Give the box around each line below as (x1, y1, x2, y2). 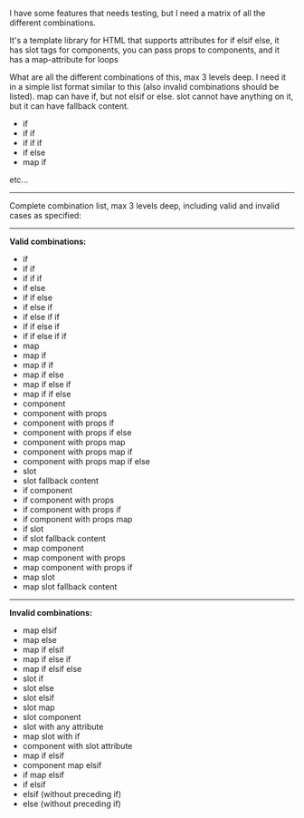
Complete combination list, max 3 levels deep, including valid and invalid (9, 200, 280, 211)
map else (22, 635, 57, 645)
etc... (9, 174, 29, 185)
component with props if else (22, 427, 132, 438)
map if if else (22, 389, 71, 399)
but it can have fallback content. (9, 101, 129, 112)
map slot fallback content (22, 581, 118, 592)
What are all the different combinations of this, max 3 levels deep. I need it (9, 72, 287, 83)
